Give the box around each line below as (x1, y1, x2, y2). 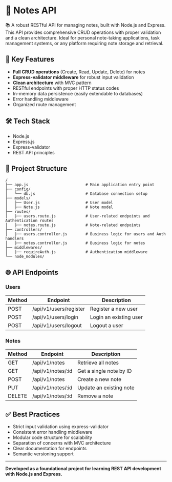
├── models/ (5, 196, 31, 201)
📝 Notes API (5, 5, 57, 16)
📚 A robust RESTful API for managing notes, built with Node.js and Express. (5, 22, 166, 28)
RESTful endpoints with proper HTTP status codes (12, 85, 119, 91)
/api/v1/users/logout (32, 322, 82, 329)
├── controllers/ (5, 227, 42, 232)
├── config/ (5, 187, 31, 192)
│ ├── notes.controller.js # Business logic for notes (5, 240, 145, 246)
